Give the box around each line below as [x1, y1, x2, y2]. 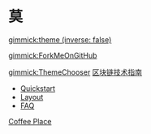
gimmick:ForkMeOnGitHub [8, 50, 97, 60]
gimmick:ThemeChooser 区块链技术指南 [8, 67, 143, 77]
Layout [19, 92, 44, 102]
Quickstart [19, 83, 55, 93]
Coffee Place [8, 116, 52, 126]
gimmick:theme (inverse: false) [8, 34, 112, 45]
